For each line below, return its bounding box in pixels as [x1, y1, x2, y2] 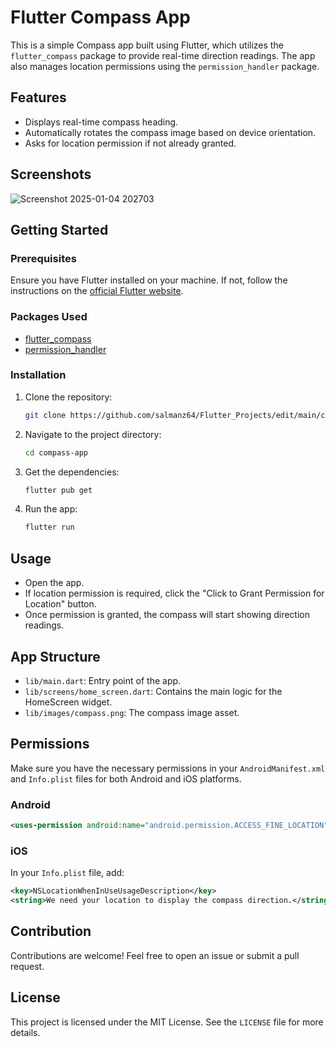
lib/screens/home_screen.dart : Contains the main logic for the [24, 685, 283, 697]
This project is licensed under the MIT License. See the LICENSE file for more [10, 1016, 324, 1028]
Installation [10, 368, 67, 382]
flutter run [24, 522, 75, 533]
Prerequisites [10, 251, 77, 265]
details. [10, 1026, 41, 1038]
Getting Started [10, 221, 109, 238]
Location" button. [24, 598, 97, 610]
